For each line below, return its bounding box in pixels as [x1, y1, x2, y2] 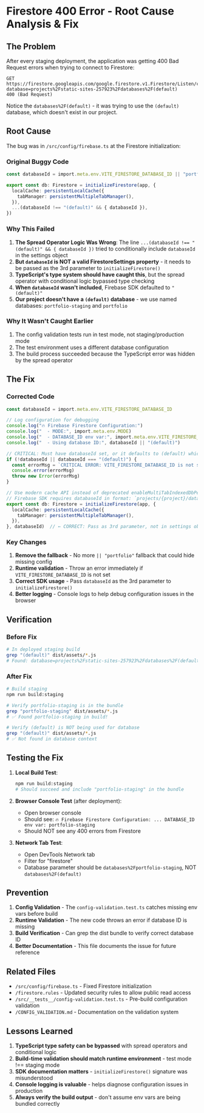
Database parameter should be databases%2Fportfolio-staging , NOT [24, 864, 197, 871]
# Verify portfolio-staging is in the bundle [6, 702, 123, 708]
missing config [15, 558, 53, 566]
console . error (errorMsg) [12, 467, 75, 474]
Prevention [6, 888, 49, 898]
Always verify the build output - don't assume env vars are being [15, 1094, 181, 1101]
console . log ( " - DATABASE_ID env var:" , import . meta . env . [6, 434, 159, 441]
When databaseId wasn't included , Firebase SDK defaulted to [15, 283, 171, 291]
